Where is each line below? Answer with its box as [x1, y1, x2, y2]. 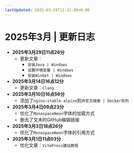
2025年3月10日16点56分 [12, 91, 65, 97]
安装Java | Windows [27, 62, 68, 67]
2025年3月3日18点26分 [12, 123, 63, 129]
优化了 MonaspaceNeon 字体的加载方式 [19, 110, 95, 116]
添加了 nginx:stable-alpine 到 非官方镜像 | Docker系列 [19, 97, 129, 103]
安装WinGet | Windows [27, 73, 72, 78]
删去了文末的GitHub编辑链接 [19, 116, 80, 123]
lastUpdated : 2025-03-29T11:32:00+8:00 [5, 7, 90, 13]
